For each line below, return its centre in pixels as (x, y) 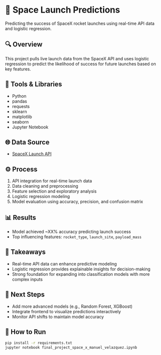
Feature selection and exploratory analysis (54, 191)
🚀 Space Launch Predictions (63, 10)
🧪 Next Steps (25, 294)
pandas (20, 101)
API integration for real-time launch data (52, 181)
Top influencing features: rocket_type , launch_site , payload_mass (77, 237)
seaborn (20, 122)
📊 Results (21, 218)
